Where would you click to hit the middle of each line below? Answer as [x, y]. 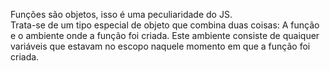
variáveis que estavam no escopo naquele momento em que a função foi [160, 46]
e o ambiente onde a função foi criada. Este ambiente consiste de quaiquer [165, 35]
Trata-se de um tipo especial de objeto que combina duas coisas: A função [165, 25]
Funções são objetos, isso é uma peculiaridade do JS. [121, 14]
